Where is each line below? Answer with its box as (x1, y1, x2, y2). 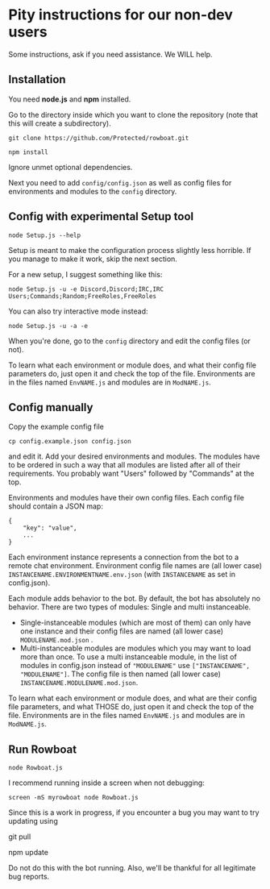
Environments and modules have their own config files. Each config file (8, 493, 244, 503)
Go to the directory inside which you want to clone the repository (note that (8, 110, 259, 119)
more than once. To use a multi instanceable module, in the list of (19, 652, 238, 662)
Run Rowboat (8, 742, 77, 756)
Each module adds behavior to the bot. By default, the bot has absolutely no (8, 594, 260, 604)
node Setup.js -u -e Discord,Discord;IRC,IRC (8, 285, 164, 293)
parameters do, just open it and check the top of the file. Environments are (8, 368, 255, 378)
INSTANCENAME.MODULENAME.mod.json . (19, 678, 139, 688)
